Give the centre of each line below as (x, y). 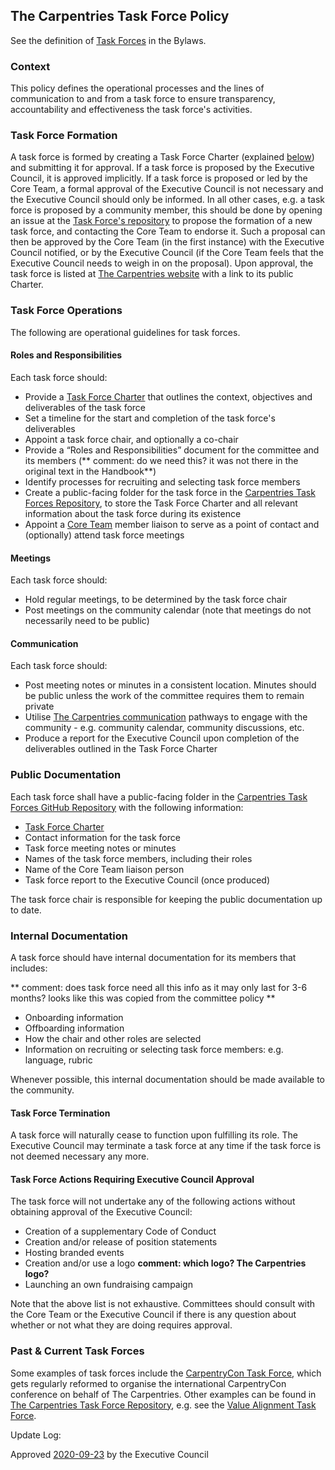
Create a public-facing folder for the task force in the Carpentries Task (170, 492)
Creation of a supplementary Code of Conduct (120, 1231)
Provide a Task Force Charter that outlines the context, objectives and (168, 396)
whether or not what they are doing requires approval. (121, 1325)
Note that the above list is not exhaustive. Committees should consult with (163, 1304)
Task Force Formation (64, 136)
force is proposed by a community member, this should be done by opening (166, 210)
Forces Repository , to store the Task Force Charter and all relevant (161, 503)
